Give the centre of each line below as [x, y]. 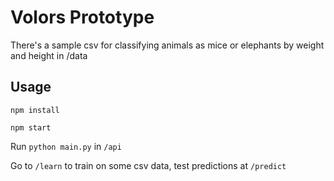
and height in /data [49, 55]
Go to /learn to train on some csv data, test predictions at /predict [148, 165]
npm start [31, 127]
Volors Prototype [82, 17]
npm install [35, 110]
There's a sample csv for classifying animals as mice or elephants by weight [167, 45]
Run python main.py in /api [66, 146]
